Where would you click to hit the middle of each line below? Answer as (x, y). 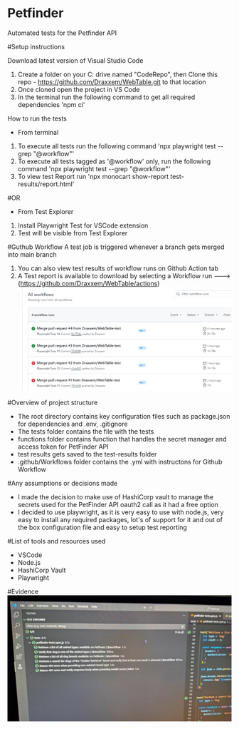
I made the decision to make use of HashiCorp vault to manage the (116, 496)
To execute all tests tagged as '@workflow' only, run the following (114, 161)
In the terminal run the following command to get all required (106, 97)
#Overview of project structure (53, 402)
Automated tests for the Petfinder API (62, 33)
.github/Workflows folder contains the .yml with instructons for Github (120, 462)
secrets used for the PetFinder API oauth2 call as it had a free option (118, 504)
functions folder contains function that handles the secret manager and (122, 439)
